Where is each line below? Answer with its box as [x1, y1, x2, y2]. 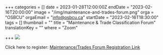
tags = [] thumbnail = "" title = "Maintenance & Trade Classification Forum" [5, 19, 156, 25]
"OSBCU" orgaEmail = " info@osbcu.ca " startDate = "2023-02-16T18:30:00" [5, 15, 159, 20]
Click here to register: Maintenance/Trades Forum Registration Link [5, 44, 140, 50]
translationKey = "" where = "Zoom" [5, 25, 78, 31]
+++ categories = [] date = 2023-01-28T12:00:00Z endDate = [5, 4, 130, 10]
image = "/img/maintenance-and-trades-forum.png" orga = [34, 9, 154, 15]
